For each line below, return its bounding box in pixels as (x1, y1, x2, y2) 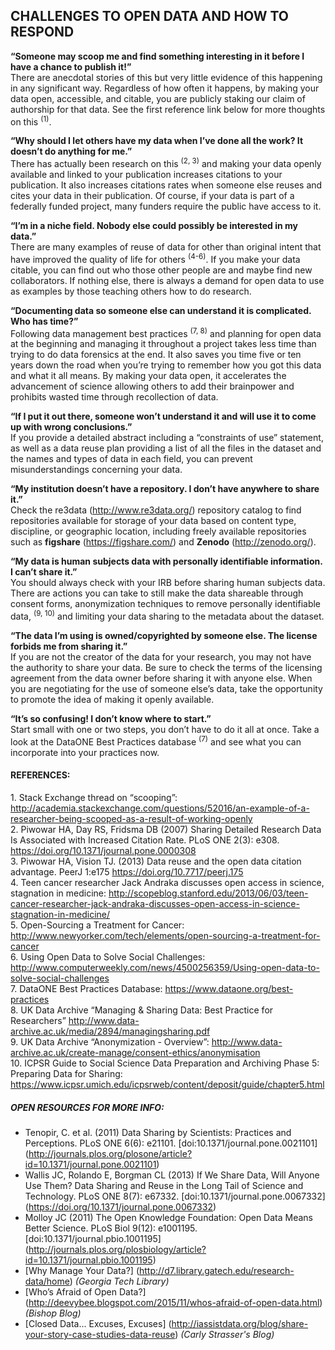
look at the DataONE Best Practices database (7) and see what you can (10, 734, 302, 748)
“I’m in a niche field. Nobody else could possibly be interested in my (10, 220, 298, 232)
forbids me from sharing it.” (10, 640, 128, 653)
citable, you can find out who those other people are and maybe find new (10, 264, 313, 276)
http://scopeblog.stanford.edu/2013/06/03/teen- (108, 887, 309, 899)
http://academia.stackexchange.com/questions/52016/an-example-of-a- (10, 802, 310, 814)
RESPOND (10, 24, 75, 41)
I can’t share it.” (10, 566, 78, 578)
